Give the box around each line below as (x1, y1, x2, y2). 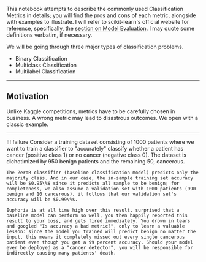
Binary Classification (15, 55, 67, 62)
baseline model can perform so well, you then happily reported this (6, 212, 188, 219)
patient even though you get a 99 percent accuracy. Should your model (6, 239, 193, 245)
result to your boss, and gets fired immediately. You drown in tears (6, 217, 191, 224)
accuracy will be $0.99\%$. (6, 196, 78, 203)
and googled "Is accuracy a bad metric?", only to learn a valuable (6, 223, 185, 229)
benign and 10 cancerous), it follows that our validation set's (6, 191, 177, 197)
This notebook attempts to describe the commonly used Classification (6, 6, 184, 12)
